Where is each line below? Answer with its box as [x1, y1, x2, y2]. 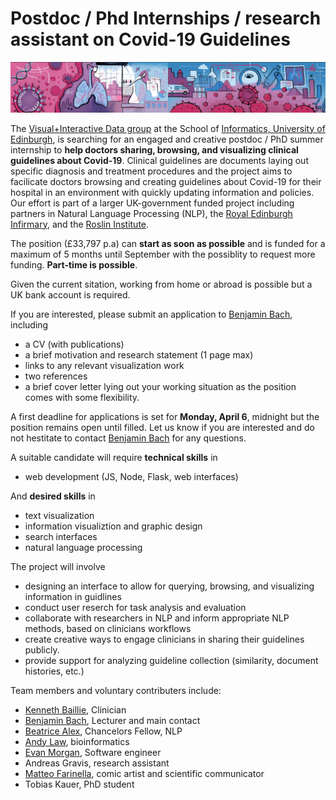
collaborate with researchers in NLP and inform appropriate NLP [24, 612, 290, 624]
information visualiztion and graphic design [24, 520, 203, 532]
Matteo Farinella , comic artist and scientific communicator [24, 767, 265, 779]
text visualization [24, 509, 95, 521]
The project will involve [10, 560, 106, 572]
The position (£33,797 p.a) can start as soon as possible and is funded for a [10, 237, 326, 249]
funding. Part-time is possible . [10, 258, 138, 271]
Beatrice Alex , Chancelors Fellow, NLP [24, 725, 183, 737]
